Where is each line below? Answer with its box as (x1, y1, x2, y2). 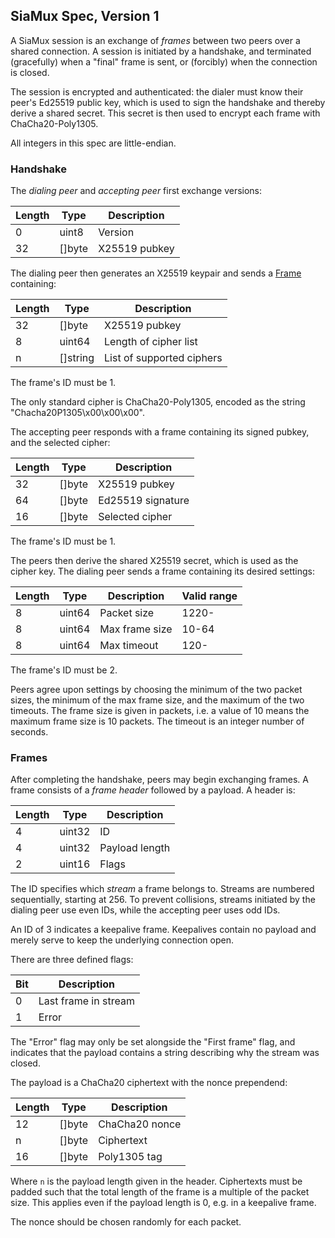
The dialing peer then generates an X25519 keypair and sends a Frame (10, 267, 302, 279)
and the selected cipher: (10, 437, 111, 449)
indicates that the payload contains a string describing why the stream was (10, 1047, 320, 1059)
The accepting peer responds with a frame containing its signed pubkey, (10, 426, 310, 438)
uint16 (59, 857, 91, 871)
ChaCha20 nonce (98, 1117, 182, 1131)
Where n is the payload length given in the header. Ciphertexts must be (10, 1175, 303, 1188)
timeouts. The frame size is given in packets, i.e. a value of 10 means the (10, 705, 310, 717)
